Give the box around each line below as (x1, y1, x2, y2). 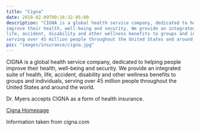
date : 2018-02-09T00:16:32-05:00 (6, 14, 89, 20)
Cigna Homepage (6, 107, 49, 114)
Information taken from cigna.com (6, 118, 90, 125)
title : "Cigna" (6, 8, 44, 15)
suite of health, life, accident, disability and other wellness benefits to (6, 71, 176, 78)
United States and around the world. (6, 83, 95, 91)
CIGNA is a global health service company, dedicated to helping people (6, 58, 182, 65)
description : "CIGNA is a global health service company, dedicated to (6, 20, 187, 26)
